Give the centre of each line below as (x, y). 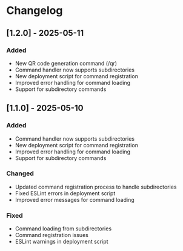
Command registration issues (52, 235)
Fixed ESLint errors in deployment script (65, 193)
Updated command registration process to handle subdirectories (96, 187)
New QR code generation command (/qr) (66, 63)
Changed (20, 173)
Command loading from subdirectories (63, 229)
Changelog (35, 11)
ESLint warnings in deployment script (62, 242)
